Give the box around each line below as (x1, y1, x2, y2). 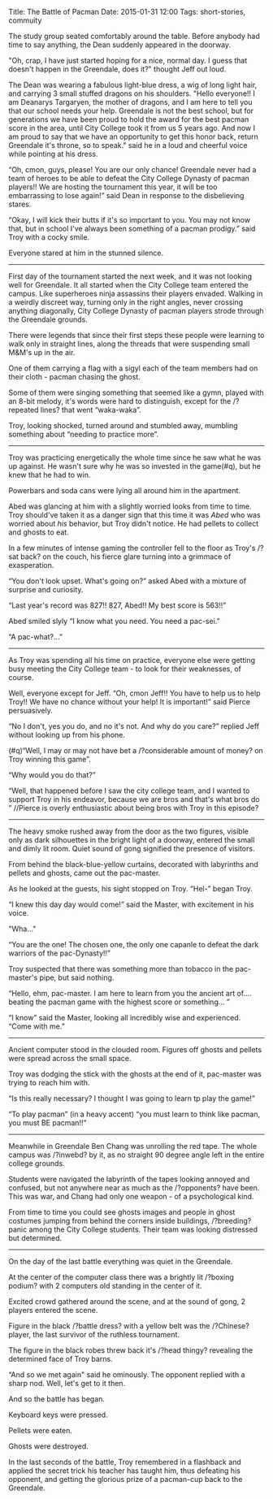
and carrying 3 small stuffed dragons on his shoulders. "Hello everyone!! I (8, 89, 256, 98)
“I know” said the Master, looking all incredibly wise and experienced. (8, 1013, 241, 1022)
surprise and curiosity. (8, 585, 84, 594)
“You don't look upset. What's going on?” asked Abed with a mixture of (8, 576, 246, 586)
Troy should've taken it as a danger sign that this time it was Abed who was (8, 510, 262, 519)
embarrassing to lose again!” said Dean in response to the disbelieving (8, 191, 245, 200)
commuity (8, 15, 42, 25)
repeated (8, 405, 39, 414)
